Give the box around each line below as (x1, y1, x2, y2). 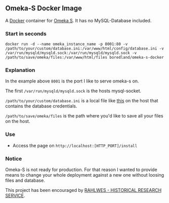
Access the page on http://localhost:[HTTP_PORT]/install (12, 142, 138, 148)
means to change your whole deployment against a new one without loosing (5, 172, 164, 178)
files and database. (5, 177, 46, 183)
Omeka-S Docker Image (5, 4, 82, 13)
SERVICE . (5, 192, 25, 198)
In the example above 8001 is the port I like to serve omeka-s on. (5, 78, 139, 84)
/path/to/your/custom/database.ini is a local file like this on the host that (5, 98, 158, 104)
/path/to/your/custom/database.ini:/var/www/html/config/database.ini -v (5, 46, 164, 51)
